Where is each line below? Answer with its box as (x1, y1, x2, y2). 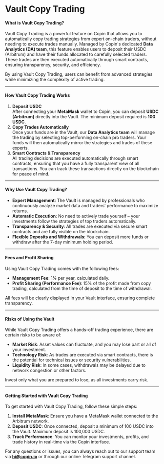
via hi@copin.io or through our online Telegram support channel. (5, 454, 136, 460)
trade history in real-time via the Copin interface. (12, 439, 110, 445)
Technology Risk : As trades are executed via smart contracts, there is (12, 352, 153, 358)
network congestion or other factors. (12, 368, 86, 374)
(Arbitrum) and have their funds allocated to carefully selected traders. (5, 51, 147, 57)
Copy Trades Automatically (12, 124, 69, 130)
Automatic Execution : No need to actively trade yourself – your (12, 213, 140, 219)
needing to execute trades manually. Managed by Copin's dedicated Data (5, 41, 153, 47)
